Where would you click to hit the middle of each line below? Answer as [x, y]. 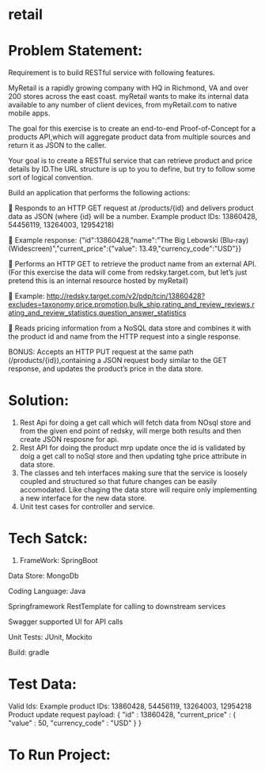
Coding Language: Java [47, 591]
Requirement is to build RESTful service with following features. [112, 73]
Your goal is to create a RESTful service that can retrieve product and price [131, 161]
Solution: [39, 401]
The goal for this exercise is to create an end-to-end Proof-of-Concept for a [132, 129]
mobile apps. [29, 113]
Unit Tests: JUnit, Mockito [50, 637]
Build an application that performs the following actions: [99, 193]
